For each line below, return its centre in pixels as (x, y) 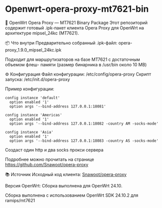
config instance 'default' (33, 98)
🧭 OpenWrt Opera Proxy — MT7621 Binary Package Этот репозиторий (76, 23)
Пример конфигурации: (30, 89)
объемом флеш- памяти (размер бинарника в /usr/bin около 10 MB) (76, 64)
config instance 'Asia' (29, 132)
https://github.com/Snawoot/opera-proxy (47, 164)
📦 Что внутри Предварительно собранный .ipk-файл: (61, 43)
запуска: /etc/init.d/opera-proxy (37, 79)
